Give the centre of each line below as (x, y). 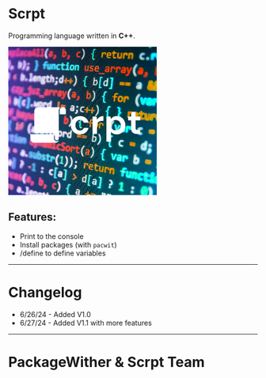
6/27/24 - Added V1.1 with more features (85, 323)
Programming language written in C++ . (72, 36)
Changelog (45, 292)
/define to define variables (63, 253)
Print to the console (52, 236)
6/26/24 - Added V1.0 (55, 314)
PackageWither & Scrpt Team (106, 362)
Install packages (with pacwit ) (68, 244)
